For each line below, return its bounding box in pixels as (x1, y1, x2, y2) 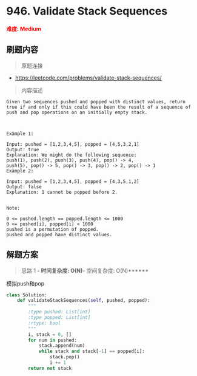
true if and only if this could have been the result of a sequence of (6, 104, 191, 110)
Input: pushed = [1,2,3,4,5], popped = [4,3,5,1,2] (6, 178, 139, 185)
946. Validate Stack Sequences (6, 4, 168, 18)
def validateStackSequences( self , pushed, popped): (17, 298, 150, 304)
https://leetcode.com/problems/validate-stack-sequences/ (15, 74, 162, 81)
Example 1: (6, 131, 34, 137)
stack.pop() (49, 354, 80, 360)
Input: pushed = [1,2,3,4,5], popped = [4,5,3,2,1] (6, 141, 139, 147)
